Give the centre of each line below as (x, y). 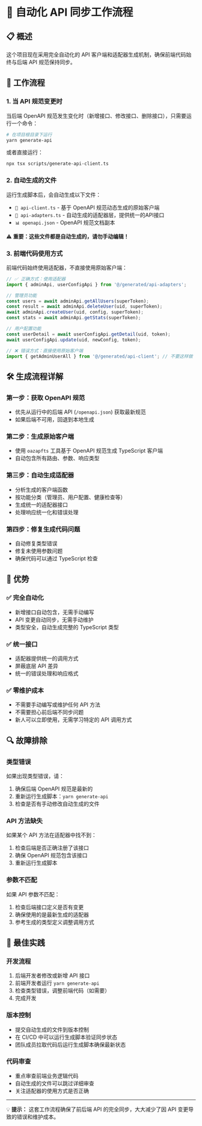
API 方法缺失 (25, 821)
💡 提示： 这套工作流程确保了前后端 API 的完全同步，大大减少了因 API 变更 (97, 1109)
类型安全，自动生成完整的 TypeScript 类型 (67, 627)
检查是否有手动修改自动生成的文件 (57, 804)
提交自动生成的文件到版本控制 (52, 1029)
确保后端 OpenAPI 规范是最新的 (54, 789)
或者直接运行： (25, 152)
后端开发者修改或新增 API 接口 (52, 976)
